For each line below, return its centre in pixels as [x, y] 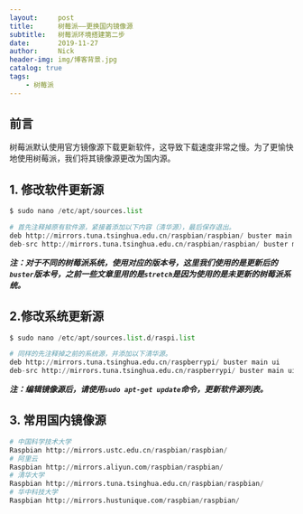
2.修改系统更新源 [57, 317]
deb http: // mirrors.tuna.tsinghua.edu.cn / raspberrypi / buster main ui [145, 362]
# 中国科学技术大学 [41, 442]
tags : [19, 77]
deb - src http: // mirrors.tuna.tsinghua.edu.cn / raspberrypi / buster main [147, 371]
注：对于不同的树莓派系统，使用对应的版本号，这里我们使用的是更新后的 [143, 262]
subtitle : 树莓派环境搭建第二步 [67, 34]
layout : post [42, 18]
